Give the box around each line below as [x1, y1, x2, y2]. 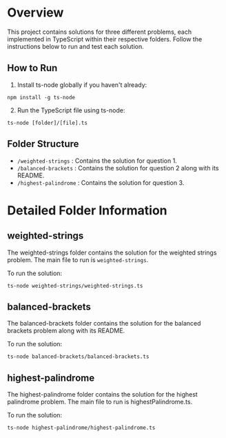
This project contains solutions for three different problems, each [7, 28, 192, 36]
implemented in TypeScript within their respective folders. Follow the [7, 34, 203, 43]
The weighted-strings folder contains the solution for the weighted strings [7, 248, 217, 257]
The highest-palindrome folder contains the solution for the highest [7, 390, 198, 399]
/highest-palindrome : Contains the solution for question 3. [17, 178, 185, 187]
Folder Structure [7, 138, 79, 150]
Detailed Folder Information [7, 202, 167, 218]
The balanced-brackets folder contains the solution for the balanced [7, 319, 201, 328]
